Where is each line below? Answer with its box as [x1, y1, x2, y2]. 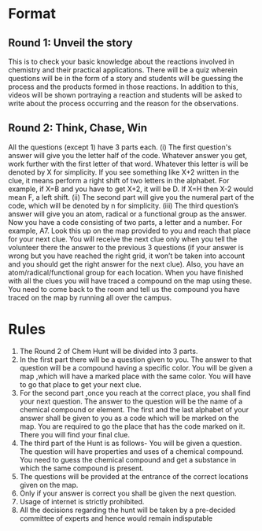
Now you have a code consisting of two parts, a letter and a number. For [8, 217, 242, 227]
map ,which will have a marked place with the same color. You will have [19, 371, 252, 381]
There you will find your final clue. [19, 430, 130, 439]
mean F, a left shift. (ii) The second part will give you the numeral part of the [8, 192, 254, 201]
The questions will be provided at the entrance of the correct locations [19, 471, 249, 481]
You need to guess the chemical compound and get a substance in [19, 455, 237, 464]
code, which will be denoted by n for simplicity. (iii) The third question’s [8, 201, 239, 210]
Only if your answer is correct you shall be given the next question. [19, 489, 238, 498]
